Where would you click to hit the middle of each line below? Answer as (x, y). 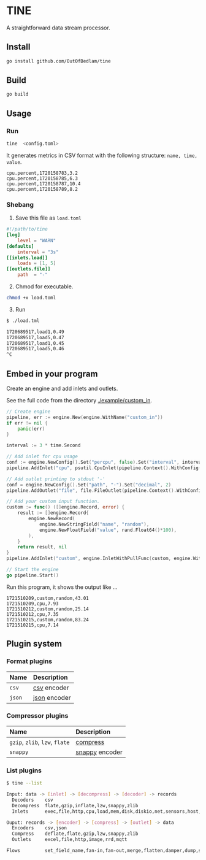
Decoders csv (32, 800)
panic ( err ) (31, 429)
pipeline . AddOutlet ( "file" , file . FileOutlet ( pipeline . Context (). (91, 490)
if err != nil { (27, 423)
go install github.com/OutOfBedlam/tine (59, 61)
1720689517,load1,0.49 (35, 332)
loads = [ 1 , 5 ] (37, 263)
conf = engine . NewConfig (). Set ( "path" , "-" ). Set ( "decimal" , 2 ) (89, 485)
